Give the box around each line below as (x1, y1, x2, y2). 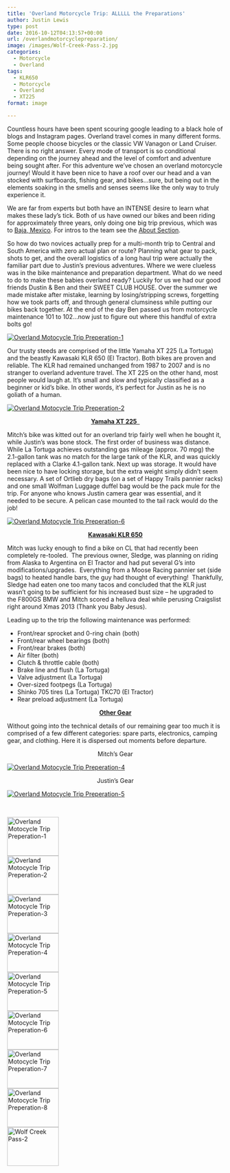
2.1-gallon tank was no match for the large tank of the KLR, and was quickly (7, 452, 220, 460)
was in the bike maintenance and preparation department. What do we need (7, 268, 222, 276)
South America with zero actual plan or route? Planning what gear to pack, (7, 246, 218, 255)
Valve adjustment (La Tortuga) (16, 673, 103, 681)
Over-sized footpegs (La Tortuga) (16, 680, 113, 688)
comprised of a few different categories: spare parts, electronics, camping (7, 728, 218, 737)
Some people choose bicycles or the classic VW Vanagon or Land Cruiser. (7, 139, 218, 147)
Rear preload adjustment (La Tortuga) (16, 695, 124, 703)
